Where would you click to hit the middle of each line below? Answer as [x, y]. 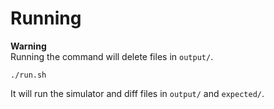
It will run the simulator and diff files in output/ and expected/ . [137, 93]
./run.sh [28, 75]
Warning [28, 46]
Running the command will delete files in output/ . [112, 56]
